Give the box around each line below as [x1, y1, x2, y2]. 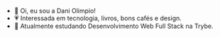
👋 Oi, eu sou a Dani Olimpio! [13, 7, 96, 15]
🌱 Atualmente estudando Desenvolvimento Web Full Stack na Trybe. [13, 22, 214, 30]
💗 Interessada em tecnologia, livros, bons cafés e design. [13, 14, 182, 22]
